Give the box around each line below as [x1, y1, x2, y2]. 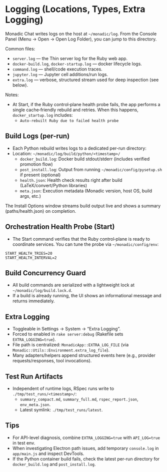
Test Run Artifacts [5, 372, 63, 381]
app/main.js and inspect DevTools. [12, 450, 84, 456]
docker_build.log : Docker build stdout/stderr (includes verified [19, 156, 150, 162]
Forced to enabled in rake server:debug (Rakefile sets [12, 331, 123, 337]
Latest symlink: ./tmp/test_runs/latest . [19, 407, 103, 412]
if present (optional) [19, 172, 61, 178]
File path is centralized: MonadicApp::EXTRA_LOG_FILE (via [12, 342, 129, 348]
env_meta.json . [19, 401, 51, 407]
